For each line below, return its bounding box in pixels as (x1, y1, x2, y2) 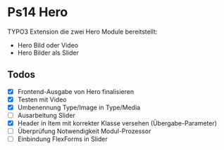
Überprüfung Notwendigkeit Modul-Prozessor (17, 127, 151, 135)
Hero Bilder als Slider (17, 48, 79, 57)
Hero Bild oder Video (17, 41, 79, 49)
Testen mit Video (17, 95, 67, 104)
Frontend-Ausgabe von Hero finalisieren (17, 87, 135, 95)
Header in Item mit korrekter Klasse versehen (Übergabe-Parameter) (17, 119, 217, 127)
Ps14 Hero (7, 4, 68, 20)
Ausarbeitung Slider (17, 111, 76, 119)
